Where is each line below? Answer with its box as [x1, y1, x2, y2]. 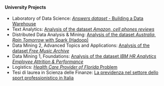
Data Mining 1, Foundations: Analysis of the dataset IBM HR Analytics [12, 53, 156, 60]
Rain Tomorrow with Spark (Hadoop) [12, 37, 89, 43]
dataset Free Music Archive [12, 48, 69, 54]
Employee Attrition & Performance [12, 59, 84, 65]
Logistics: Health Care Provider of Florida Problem [12, 64, 117, 70]
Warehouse [12, 21, 36, 27]
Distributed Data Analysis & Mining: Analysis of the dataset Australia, [12, 32, 156, 38]
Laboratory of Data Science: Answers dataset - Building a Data [12, 15, 144, 21]
